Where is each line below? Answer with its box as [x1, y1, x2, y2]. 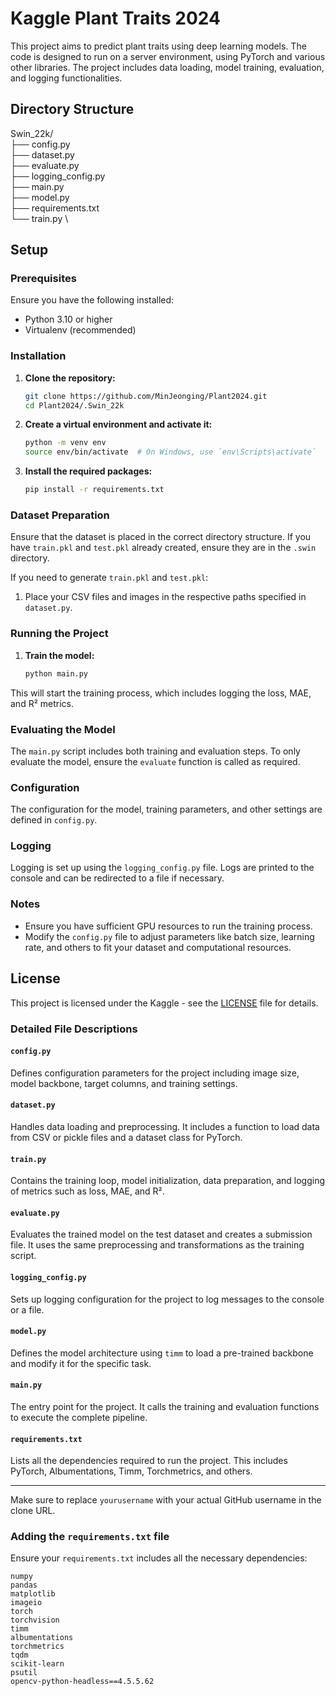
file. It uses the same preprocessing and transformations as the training [10, 1239, 305, 1251]
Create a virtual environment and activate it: [24, 418, 213, 431]
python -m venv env [24, 438, 107, 448]
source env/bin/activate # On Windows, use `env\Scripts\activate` [24, 447, 317, 457]
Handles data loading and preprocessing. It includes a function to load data [10, 1120, 320, 1132]
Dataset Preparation [10, 508, 110, 522]
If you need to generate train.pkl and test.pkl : [10, 572, 209, 584]
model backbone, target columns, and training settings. [10, 1077, 238, 1089]
